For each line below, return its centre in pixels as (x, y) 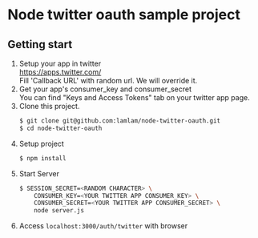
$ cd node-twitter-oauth (60, 128)
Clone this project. (49, 106)
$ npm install (42, 158)
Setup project (42, 143)
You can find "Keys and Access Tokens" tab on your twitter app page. (134, 97)
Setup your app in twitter (60, 63)
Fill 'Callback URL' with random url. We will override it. (108, 81)
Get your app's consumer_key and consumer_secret (105, 89)
